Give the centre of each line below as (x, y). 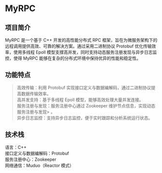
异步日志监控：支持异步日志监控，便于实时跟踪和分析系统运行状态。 (85, 118)
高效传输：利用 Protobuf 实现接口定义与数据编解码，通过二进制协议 (84, 87)
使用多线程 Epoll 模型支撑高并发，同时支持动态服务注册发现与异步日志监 (85, 52)
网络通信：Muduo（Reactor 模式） (39, 165)
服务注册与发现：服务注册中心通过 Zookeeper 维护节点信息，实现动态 (86, 106)
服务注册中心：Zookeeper (31, 159)
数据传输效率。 (36, 94)
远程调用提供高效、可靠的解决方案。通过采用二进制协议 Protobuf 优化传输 (79, 46)
